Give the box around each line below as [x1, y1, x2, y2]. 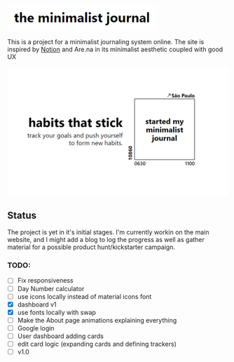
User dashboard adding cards [17, 332, 104, 340]
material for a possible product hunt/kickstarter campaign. [7, 243, 175, 251]
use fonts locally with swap [17, 308, 97, 316]
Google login [17, 323, 55, 332]
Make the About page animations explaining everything [17, 316, 177, 324]
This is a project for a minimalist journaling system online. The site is [7, 38, 205, 46]
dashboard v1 [17, 300, 57, 309]
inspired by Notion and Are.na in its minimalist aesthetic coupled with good [7, 45, 223, 53]
